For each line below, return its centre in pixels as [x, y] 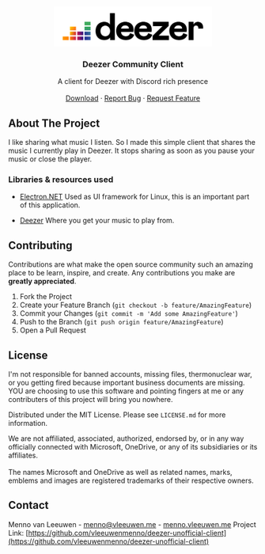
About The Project [54, 123]
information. [28, 423]
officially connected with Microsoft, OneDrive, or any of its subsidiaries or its [133, 447]
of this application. [50, 205]
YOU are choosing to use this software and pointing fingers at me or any [126, 391]
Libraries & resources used [61, 180]
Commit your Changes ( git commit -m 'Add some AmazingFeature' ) [129, 313]
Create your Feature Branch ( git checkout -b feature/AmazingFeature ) [136, 305]
